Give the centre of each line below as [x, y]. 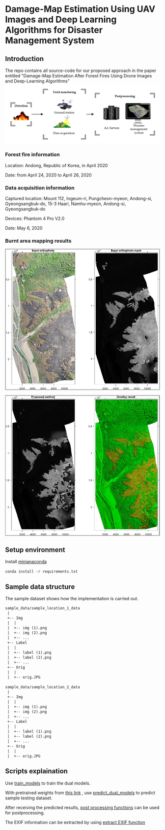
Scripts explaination [36, 771]
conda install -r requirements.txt [41, 572]
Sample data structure [40, 587]
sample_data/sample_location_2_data [42, 687]
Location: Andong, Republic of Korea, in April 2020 [56, 165]
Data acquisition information [40, 187]
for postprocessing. [25, 813]
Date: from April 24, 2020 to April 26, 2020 [48, 175]
